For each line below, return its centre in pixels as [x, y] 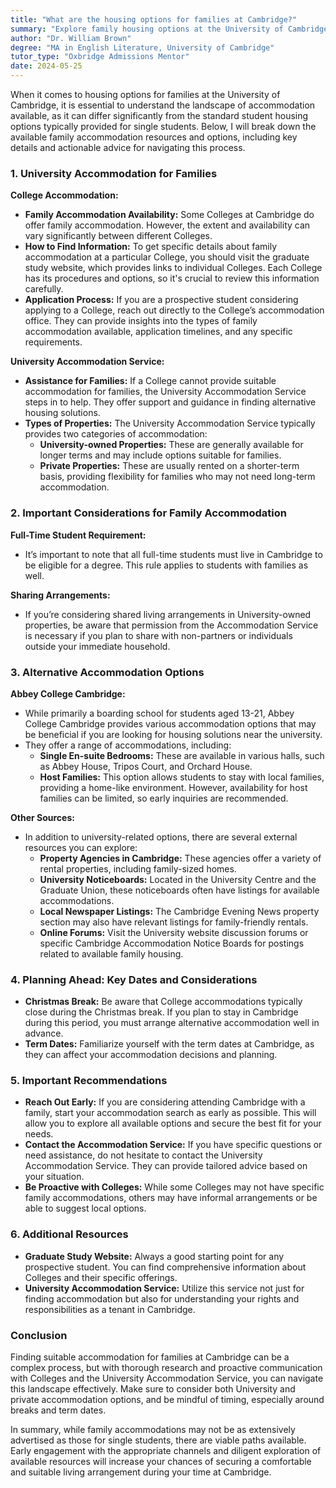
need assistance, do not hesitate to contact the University [143, 1155]
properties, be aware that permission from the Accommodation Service [171, 625]
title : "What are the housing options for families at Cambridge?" [154, 19]
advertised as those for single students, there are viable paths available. [158, 1440]
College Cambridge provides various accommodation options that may [170, 723]
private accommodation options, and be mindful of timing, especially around [167, 1400]
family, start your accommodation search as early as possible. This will [170, 1113]
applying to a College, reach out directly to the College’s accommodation [174, 310]
